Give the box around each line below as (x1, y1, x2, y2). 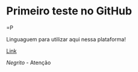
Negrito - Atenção (6, 59, 51, 66)
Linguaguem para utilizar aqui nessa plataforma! (6, 35, 127, 43)
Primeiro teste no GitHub (6, 4, 133, 18)
